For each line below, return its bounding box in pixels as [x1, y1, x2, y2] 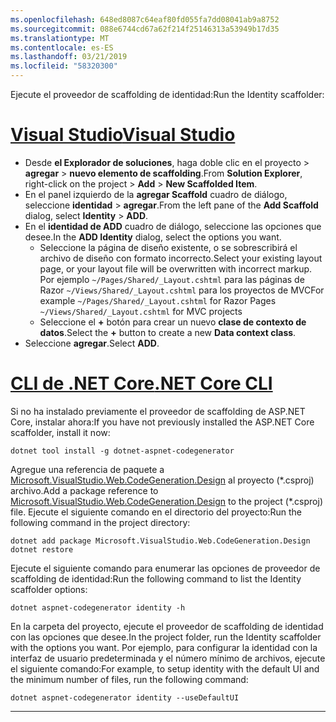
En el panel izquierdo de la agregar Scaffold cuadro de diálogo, [24, 188, 288, 200]
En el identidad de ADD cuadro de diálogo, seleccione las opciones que [24, 220, 322, 232]
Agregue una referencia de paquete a [10, 463, 165, 475]
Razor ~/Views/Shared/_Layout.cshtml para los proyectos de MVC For [39, 284, 325, 296]
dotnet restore [10, 544, 74, 555]
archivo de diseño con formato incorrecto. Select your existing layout [39, 252, 323, 264]
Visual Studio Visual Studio [10, 124, 236, 146]
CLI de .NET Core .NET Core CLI [10, 372, 273, 395]
